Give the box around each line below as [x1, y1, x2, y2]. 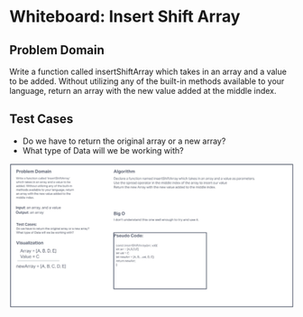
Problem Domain [9, 42, 106, 58]
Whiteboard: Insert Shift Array [9, 6, 241, 27]
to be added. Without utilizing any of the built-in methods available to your [9, 76, 285, 87]
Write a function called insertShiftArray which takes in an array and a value [9, 66, 287, 77]
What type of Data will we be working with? [22, 145, 184, 155]
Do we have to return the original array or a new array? [22, 135, 226, 146]
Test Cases [9, 111, 74, 127]
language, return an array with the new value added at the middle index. [9, 86, 277, 96]
